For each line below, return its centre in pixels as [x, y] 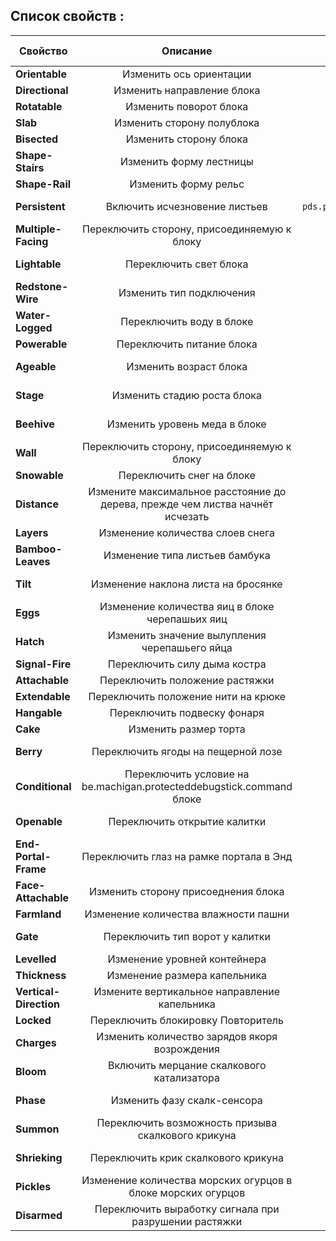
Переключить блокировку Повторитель [186, 1020]
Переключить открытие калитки [187, 821]
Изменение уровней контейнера [187, 959]
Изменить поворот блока [187, 106]
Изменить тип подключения [187, 292]
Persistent [40, 206]
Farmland [38, 914]
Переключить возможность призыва [187, 1122]
